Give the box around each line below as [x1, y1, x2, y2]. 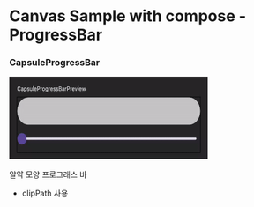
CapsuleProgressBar [9, 56, 100, 69]
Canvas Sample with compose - [9, 6, 247, 26]
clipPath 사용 [21, 188, 69, 199]
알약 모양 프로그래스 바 [9, 169, 87, 180]
